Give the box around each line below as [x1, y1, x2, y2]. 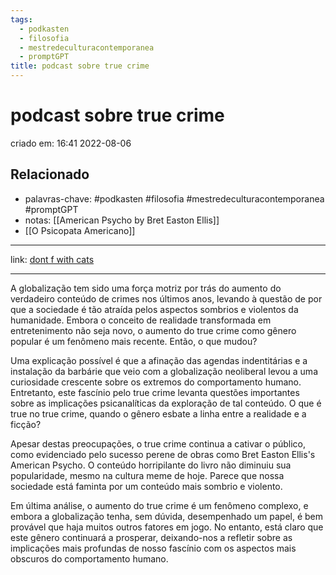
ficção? [10, 418, 42, 430]
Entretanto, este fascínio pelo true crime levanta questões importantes [10, 386, 300, 398]
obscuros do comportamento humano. [10, 552, 169, 565]
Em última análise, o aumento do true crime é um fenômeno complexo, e [10, 499, 309, 511]
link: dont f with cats [10, 253, 95, 265]
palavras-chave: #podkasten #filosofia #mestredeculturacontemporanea [24, 192, 325, 205]
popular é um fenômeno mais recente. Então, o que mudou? [10, 335, 258, 347]
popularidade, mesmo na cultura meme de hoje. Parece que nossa [10, 469, 285, 481]
